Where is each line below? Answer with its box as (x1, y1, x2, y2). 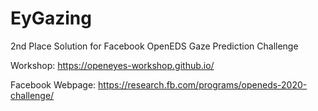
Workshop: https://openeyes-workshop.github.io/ (10, 59, 215, 71)
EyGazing (10, 7, 92, 30)
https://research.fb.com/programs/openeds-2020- (98, 78, 308, 91)
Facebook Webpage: (10, 78, 97, 91)
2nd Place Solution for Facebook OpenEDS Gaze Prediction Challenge (10, 40, 299, 52)
